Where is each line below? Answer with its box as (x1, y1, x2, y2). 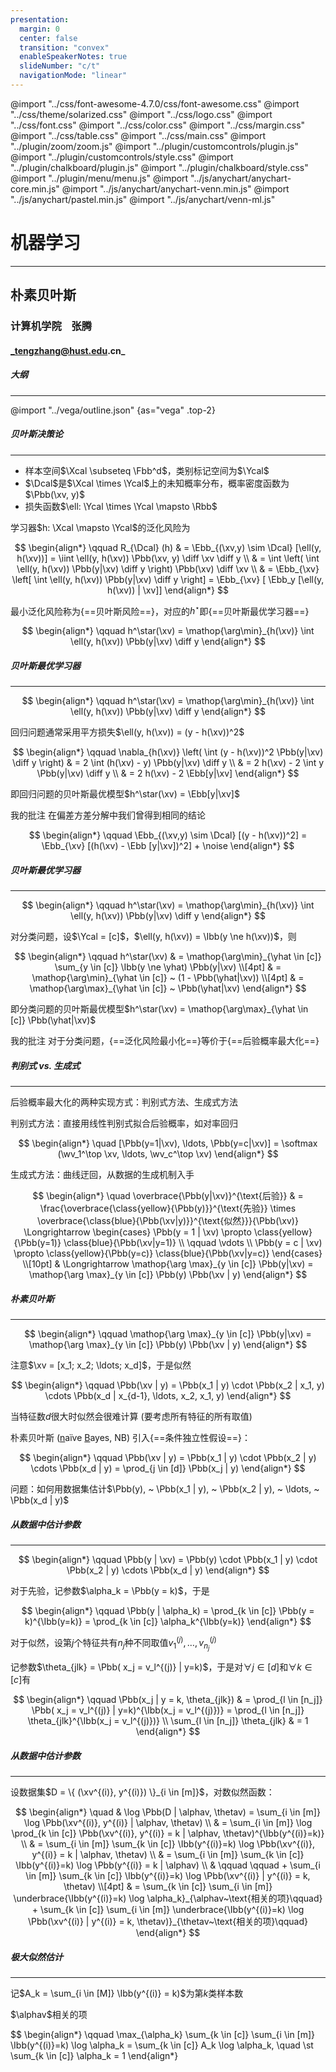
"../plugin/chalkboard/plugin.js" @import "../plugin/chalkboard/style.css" (10, 161, 309, 173)
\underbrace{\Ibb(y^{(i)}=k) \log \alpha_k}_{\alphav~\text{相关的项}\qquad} (13, 1892, 323, 1904)
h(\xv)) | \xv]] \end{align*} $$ (107, 584, 229, 596)
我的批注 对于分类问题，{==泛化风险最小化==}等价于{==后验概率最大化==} (10, 1035, 320, 1047)
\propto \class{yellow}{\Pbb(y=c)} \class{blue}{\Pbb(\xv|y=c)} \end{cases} (13, 1247, 323, 1260)
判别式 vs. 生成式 (10, 1059, 81, 1071)
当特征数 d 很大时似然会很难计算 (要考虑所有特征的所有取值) (10, 1411, 253, 1423)
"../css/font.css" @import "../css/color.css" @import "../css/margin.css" (10, 119, 306, 131)
